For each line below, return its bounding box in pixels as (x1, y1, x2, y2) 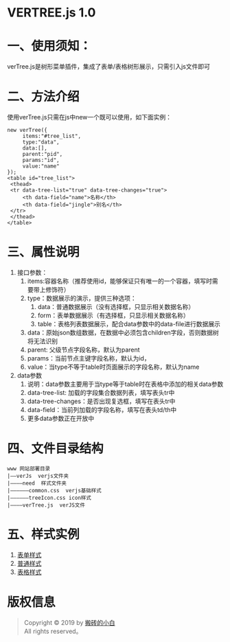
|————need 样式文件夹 (7, 479, 67, 487)
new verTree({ (7, 127, 48, 134)
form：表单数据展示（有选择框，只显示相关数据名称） (37, 311, 190, 319)
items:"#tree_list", (22, 133, 81, 140)
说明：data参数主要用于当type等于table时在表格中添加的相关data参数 (27, 380, 224, 388)
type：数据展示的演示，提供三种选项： (27, 294, 137, 302)
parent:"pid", (22, 151, 63, 158)
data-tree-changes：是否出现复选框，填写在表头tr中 (27, 397, 176, 405)
